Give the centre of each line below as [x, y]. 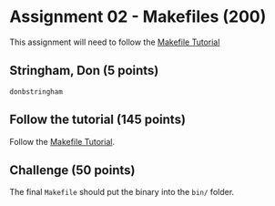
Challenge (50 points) [72, 170]
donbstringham [36, 92]
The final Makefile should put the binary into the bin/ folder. [122, 192]
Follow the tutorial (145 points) [98, 120]
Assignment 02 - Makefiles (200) [138, 17]
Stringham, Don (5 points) [84, 71]
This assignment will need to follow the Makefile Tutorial [115, 42]
